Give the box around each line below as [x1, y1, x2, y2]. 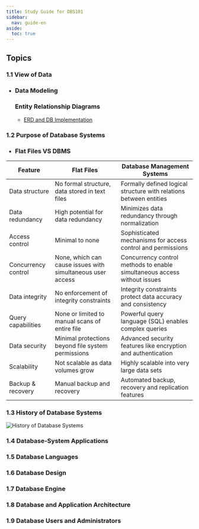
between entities [120, 194, 168, 203]
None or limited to [54, 310, 105, 318]
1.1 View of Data [6, 71, 52, 79]
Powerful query [120, 310, 164, 318]
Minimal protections [54, 334, 110, 342]
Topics [6, 53, 32, 63]
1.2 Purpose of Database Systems [6, 131, 105, 139]
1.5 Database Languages [6, 453, 79, 461]
